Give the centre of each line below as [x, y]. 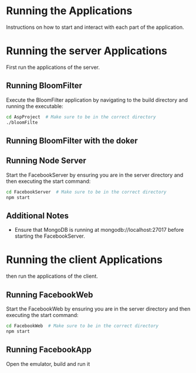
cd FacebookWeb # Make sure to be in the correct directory [82, 326]
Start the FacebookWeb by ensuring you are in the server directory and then [98, 309]
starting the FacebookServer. [50, 236]
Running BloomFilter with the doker [72, 140]
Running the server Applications [87, 51]
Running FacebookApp [49, 350]
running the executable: [35, 106]
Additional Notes [38, 216]
